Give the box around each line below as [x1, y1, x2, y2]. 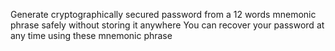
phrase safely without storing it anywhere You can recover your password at [10, 19, 325, 31]
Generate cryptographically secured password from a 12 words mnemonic [10, 9, 317, 20]
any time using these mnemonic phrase [10, 30, 173, 41]
